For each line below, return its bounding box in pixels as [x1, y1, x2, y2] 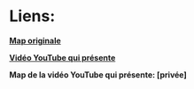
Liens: [9, 6, 56, 26]
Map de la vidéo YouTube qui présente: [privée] [9, 69, 188, 80]
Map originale [9, 35, 62, 46]
